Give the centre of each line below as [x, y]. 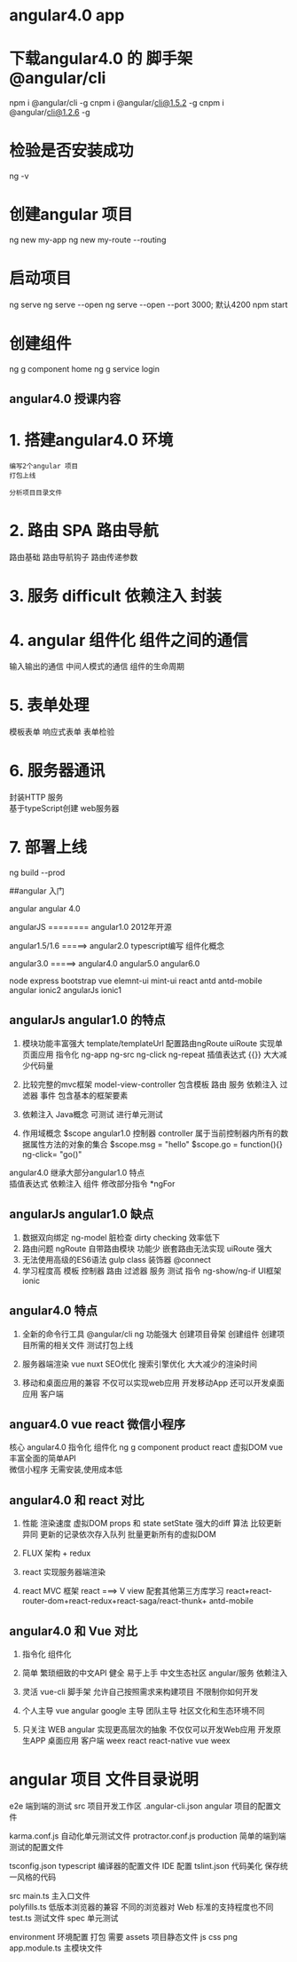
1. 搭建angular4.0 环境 [91, 441]
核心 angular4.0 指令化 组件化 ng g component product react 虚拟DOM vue [146, 1447]
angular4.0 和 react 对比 [77, 1500]
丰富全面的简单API [43, 1458]
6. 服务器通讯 [57, 771]
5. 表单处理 [49, 705]
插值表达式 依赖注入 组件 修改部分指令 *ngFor [92, 1183]
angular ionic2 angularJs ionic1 [66, 990]
